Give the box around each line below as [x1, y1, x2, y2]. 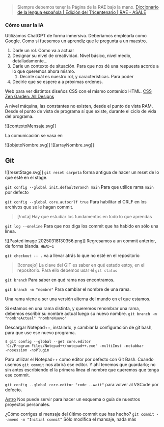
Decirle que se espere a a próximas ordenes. [12, 79, 103, 85]
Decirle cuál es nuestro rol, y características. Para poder [19, 74, 134, 80]
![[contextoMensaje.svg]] [5, 123, 56, 129]
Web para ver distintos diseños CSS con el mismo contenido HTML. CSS [5, 88, 152, 94]
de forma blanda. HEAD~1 [5, 243, 54, 249]
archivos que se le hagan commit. [5, 204, 74, 210]
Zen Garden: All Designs [5, 93, 55, 100]
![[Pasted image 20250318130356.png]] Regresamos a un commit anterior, [5, 238, 156, 244]
